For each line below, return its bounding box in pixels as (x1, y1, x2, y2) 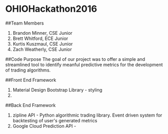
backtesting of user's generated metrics (12, 117, 98, 123)
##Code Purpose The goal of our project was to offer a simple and (5, 56, 146, 62)
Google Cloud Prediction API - (12, 123, 77, 129)
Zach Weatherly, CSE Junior (12, 46, 73, 52)
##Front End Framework (5, 77, 56, 83)
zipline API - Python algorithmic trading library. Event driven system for (12, 112, 162, 118)
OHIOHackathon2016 (5, 3, 98, 15)
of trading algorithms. (5, 67, 51, 73)
